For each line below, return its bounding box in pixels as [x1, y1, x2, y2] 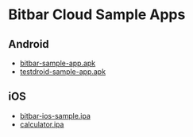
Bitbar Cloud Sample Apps [8, 6, 186, 24]
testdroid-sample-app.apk [19, 67, 106, 76]
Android [8, 37, 49, 51]
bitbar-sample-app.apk [19, 58, 96, 68]
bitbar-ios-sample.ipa [19, 111, 91, 120]
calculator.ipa [19, 119, 64, 129]
